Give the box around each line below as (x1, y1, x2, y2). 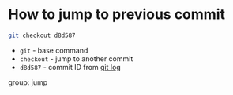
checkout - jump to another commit (19, 53, 133, 64)
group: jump (8, 77, 48, 87)
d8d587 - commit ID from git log (19, 62, 121, 71)
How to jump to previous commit (8, 5, 225, 24)
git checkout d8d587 (8, 31, 77, 39)
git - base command (19, 46, 88, 55)
